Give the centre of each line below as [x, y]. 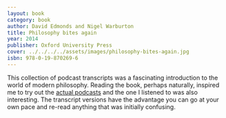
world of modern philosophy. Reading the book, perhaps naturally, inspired [113, 85]
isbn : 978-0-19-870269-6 [43, 58]
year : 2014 [23, 39]
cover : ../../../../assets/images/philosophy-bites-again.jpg [98, 52]
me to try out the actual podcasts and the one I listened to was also [103, 92]
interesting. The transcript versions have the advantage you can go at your [113, 99]
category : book [29, 20]
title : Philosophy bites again [52, 33]
